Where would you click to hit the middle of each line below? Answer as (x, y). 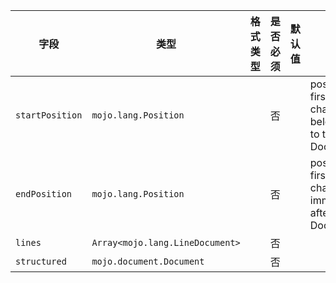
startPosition (49, 115)
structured (41, 261)
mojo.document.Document (148, 261)
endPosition (44, 194)
